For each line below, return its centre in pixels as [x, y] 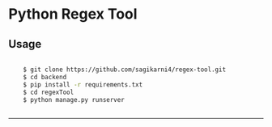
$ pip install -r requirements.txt [83, 85]
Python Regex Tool [73, 14]
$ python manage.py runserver [74, 99]
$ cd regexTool [49, 92]
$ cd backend [45, 77]
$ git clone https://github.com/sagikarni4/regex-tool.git [125, 70]
